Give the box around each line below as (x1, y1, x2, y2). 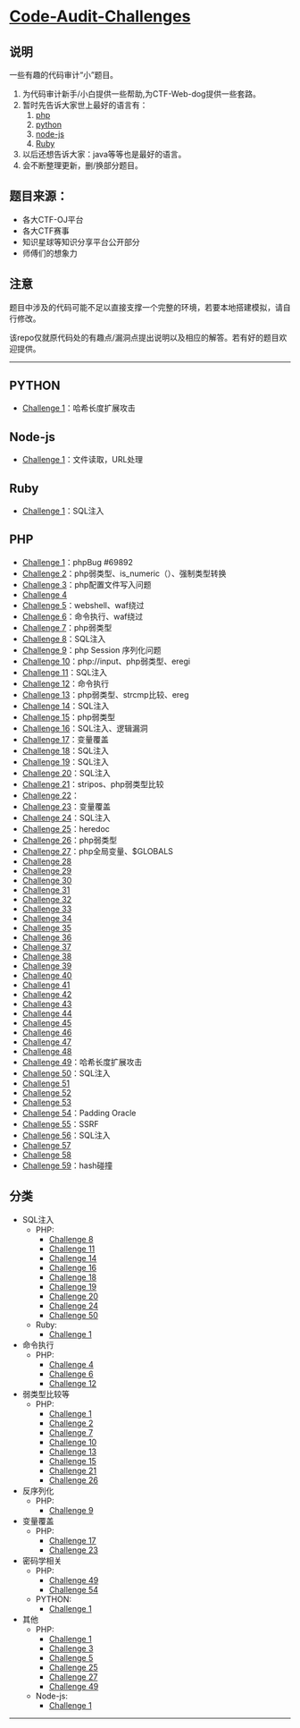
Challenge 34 (21, 912, 72, 923)
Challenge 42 (21, 988, 72, 999)
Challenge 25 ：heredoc (21, 823, 110, 834)
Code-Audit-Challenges (9, 6, 191, 27)
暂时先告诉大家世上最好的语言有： (21, 100, 148, 110)
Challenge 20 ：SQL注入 (21, 767, 112, 778)
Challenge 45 (21, 1017, 72, 1028)
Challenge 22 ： (21, 790, 80, 800)
